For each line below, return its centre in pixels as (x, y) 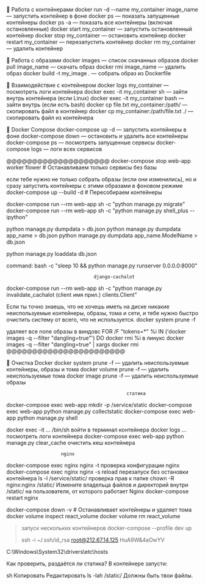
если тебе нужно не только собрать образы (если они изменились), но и (102, 179)
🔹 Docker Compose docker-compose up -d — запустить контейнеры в (96, 129)
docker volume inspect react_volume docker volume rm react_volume (93, 516)
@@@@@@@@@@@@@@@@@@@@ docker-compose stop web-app (99, 161)
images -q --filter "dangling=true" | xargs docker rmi (73, 345)
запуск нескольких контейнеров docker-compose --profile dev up (106, 528)
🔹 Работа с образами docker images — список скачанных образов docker (103, 60)
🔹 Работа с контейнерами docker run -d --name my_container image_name (102, 9)
